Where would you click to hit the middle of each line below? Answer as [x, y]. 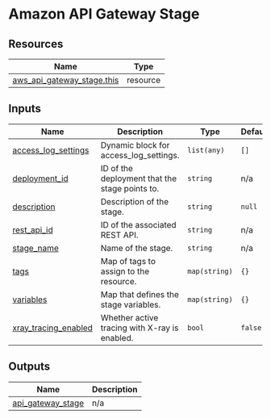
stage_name [35, 248]
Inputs [25, 109]
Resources [36, 44]
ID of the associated [138, 224]
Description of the [135, 201]
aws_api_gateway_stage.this [66, 80]
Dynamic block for [135, 145]
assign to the [125, 271]
